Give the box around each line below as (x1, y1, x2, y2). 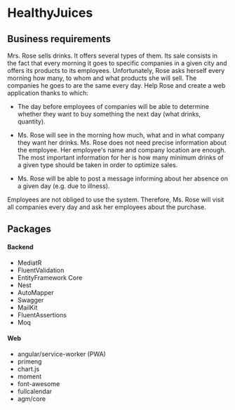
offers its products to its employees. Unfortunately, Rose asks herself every (7, 67, 225, 74)
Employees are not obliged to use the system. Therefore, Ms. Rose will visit (7, 195, 224, 204)
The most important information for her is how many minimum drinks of (17, 153, 224, 161)
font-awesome (17, 379, 60, 388)
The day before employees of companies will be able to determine (17, 102, 209, 110)
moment (17, 372, 42, 381)
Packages (7, 223, 51, 235)
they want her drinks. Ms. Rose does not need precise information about (17, 138, 227, 147)
